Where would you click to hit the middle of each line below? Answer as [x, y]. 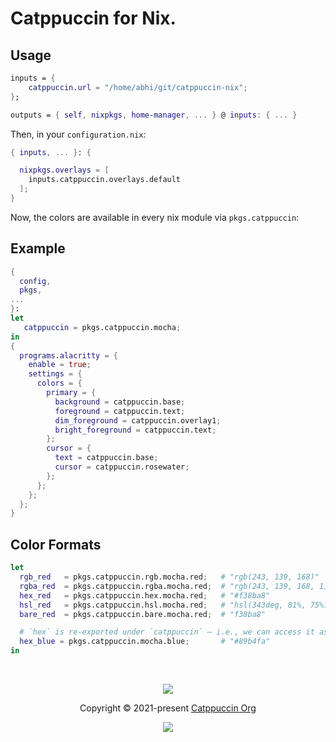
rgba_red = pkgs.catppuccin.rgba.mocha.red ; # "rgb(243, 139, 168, [167, 586]
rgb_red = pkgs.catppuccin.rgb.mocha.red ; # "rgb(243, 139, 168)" [169, 577]
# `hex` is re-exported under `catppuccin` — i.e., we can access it [167, 632]
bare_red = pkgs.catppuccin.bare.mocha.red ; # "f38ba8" [143, 614]
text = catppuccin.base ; [106, 458]
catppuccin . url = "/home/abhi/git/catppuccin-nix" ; [138, 87]
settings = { [55, 374]
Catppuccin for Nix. [93, 18]
